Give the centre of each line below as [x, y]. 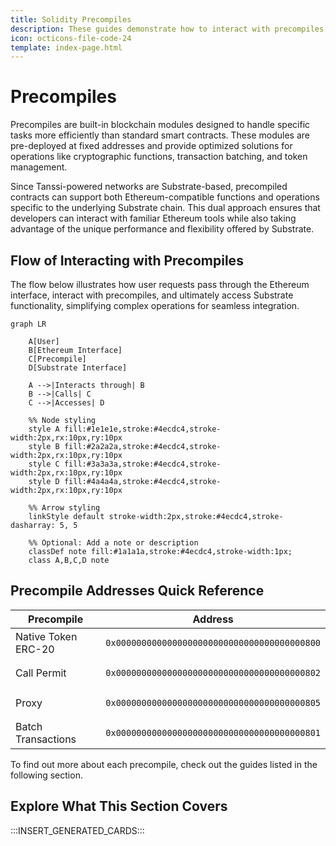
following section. [46, 775]
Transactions [46, 739]
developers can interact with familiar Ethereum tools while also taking [153, 218]
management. [39, 167]
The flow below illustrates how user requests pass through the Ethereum [160, 284]
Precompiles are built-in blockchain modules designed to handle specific [160, 125]
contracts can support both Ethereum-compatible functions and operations [165, 197]
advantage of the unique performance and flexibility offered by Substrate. [162, 229]
